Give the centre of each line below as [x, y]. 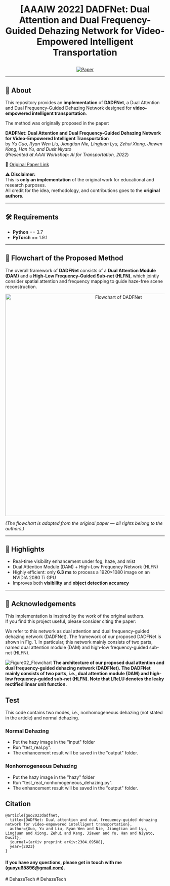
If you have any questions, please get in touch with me [64, 863]
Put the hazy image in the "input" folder [54, 742]
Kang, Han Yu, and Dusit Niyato [38, 149]
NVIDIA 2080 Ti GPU [34, 578]
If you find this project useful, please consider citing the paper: [71, 621]
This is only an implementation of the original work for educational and [80, 180]
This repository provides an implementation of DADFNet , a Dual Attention [82, 102]
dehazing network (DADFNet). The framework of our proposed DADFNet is [83, 637]
